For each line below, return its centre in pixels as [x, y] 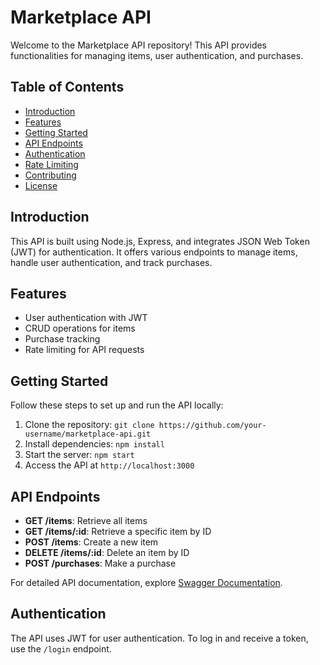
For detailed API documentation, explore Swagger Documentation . [146, 582]
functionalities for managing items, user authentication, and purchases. [157, 55]
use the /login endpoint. [61, 648]
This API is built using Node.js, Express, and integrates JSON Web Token [160, 241]
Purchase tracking [62, 339]
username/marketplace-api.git [88, 434]
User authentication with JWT [86, 318]
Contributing [50, 175]
